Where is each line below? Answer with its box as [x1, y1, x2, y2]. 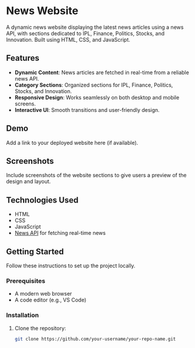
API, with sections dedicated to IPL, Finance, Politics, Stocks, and [6, 29, 165, 37]
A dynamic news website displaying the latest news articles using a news [6, 24, 184, 31]
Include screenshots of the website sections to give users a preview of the [6, 172, 187, 179]
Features [6, 53, 39, 63]
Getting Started [6, 246, 64, 257]
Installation [6, 311, 39, 319]
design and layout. [6, 178, 51, 185]
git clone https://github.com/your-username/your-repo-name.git [14, 336, 176, 342]
